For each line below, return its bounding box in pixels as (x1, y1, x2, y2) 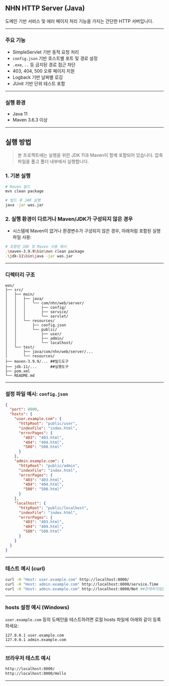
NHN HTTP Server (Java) (5, 4, 85, 13)
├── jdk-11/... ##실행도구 (5, 364, 69, 370)
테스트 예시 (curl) (5, 565, 45, 572)
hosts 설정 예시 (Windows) (5, 604, 69, 611)
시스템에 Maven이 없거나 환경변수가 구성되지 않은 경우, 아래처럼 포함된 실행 (12, 228, 161, 234)
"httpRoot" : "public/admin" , (18, 463, 80, 468)
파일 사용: (12, 234, 32, 240)
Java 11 (12, 111, 28, 117)
